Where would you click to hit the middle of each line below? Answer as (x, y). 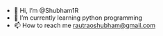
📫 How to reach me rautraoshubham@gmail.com (85, 25)
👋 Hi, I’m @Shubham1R (46, 11)
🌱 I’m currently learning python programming (78, 18)
